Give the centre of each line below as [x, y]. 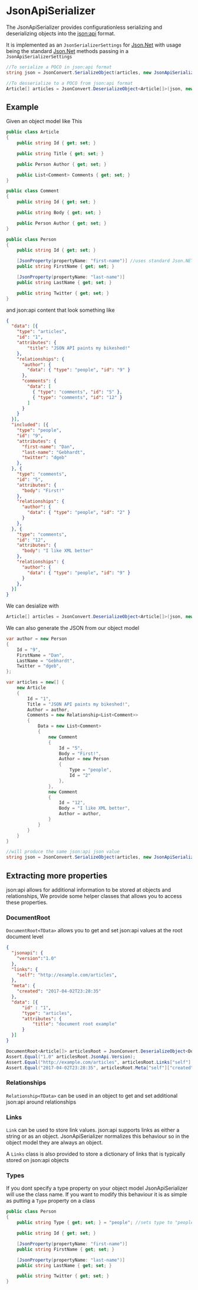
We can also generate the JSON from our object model [73, 628]
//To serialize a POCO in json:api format [59, 67]
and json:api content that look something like [60, 310]
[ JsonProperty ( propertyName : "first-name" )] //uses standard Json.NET [105, 261]
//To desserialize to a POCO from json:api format [70, 83]
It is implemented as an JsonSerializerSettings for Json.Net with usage [94, 45]
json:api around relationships [41, 1102]
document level [25, 937]
